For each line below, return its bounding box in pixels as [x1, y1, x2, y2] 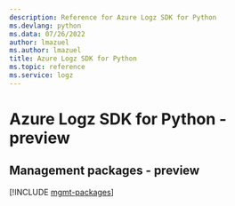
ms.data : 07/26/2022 [9, 29, 86, 38]
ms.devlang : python [9, 21, 82, 30]
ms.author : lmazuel [9, 46, 82, 55]
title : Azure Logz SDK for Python [9, 54, 138, 63]
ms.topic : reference [9, 63, 86, 72]
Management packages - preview [9, 163, 200, 178]
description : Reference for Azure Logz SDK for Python [9, 12, 217, 22]
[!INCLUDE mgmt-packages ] [9, 186, 114, 197]
